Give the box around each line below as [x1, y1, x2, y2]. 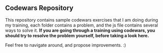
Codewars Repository [5, 4, 74, 12]
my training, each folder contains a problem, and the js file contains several [5, 22, 158, 28]
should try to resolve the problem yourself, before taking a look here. [5, 32, 149, 38]
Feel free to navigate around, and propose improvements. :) [5, 42, 126, 48]
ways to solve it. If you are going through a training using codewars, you [5, 27, 156, 33]
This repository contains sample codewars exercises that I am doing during [5, 17, 158, 23]
